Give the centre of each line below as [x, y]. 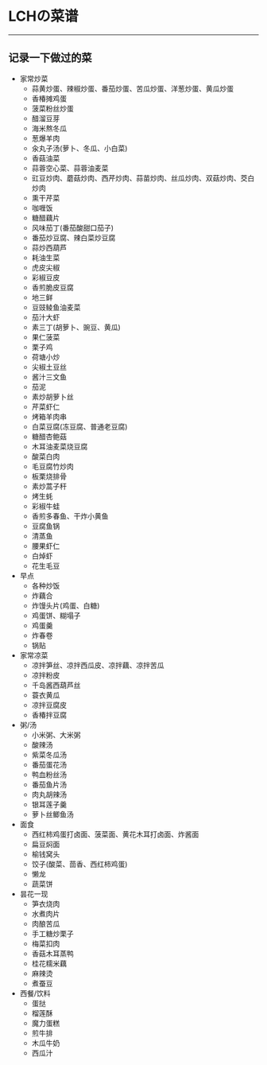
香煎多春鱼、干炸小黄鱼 [70, 516]
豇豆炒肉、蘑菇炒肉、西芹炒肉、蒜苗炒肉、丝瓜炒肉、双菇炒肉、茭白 [143, 178]
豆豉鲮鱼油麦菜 [56, 307]
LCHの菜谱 [43, 16]
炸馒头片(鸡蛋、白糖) [66, 605]
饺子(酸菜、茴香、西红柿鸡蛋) [79, 864]
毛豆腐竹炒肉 [52, 466]
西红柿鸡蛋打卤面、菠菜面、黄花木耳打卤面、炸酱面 [115, 834]
